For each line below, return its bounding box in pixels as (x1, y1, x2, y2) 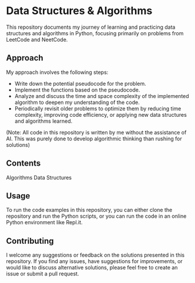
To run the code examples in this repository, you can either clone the (6, 207, 173, 214)
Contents (6, 159, 41, 169)
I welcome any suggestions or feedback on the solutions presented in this (6, 251, 185, 259)
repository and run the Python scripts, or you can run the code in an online (6, 213, 187, 220)
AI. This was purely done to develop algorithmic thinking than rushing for (6, 135, 182, 142)
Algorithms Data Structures (6, 174, 72, 181)
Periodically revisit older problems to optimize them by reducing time (14, 105, 181, 112)
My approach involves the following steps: (6, 69, 109, 76)
